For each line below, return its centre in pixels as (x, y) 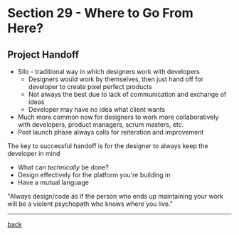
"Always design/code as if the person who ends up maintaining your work (116, 196)
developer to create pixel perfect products (90, 87)
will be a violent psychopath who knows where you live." (90, 204)
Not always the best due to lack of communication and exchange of (127, 94)
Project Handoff (43, 54)
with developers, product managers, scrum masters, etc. (101, 125)
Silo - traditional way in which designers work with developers (109, 72)
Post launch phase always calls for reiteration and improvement (111, 132)
